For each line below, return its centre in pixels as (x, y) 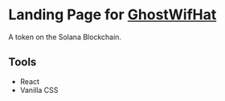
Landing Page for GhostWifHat (112, 15)
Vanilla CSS (39, 90)
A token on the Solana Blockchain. (65, 37)
